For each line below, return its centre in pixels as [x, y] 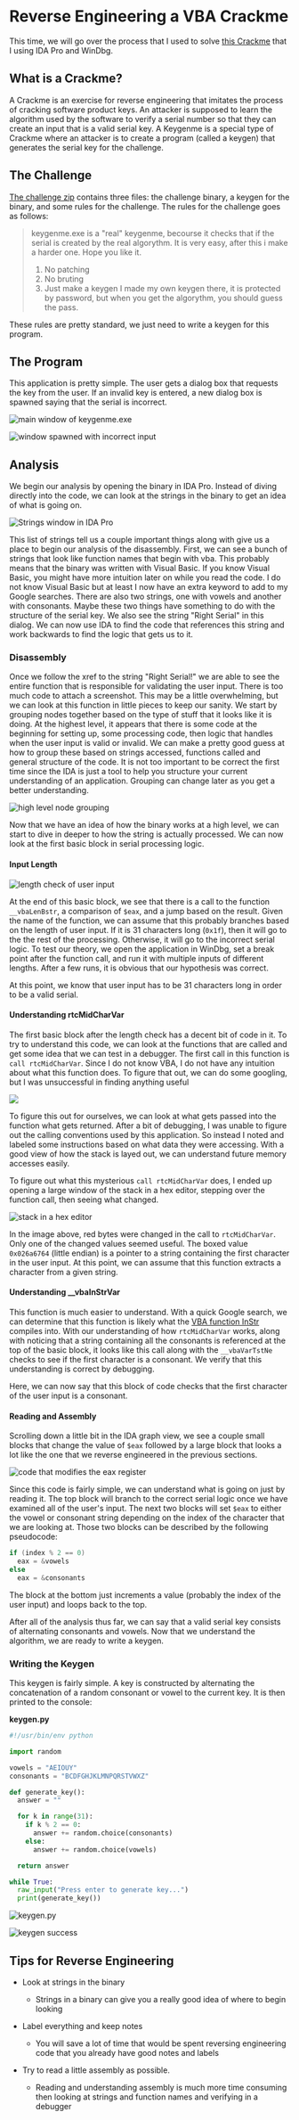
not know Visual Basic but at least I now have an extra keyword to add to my [149, 587]
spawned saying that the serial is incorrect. [88, 402]
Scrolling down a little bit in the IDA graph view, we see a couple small [137, 1436]
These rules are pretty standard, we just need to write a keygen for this [139, 324]
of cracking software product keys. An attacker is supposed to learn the [141, 110]
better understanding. [49, 790]
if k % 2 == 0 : [53, 1825]
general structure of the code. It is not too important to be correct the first [145, 762]
